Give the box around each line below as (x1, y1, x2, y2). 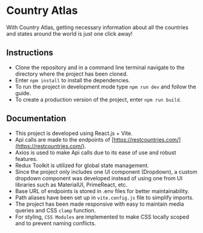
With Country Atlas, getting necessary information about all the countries (6, 24, 189, 31)
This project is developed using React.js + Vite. (15, 130, 133, 137)
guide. (15, 89, 32, 97)
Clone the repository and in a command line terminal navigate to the (15, 64, 185, 71)
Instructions (6, 48, 53, 58)
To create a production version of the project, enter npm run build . (15, 96, 182, 103)
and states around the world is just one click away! (6, 30, 133, 37)
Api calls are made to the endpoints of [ (15, 136, 114, 143)
